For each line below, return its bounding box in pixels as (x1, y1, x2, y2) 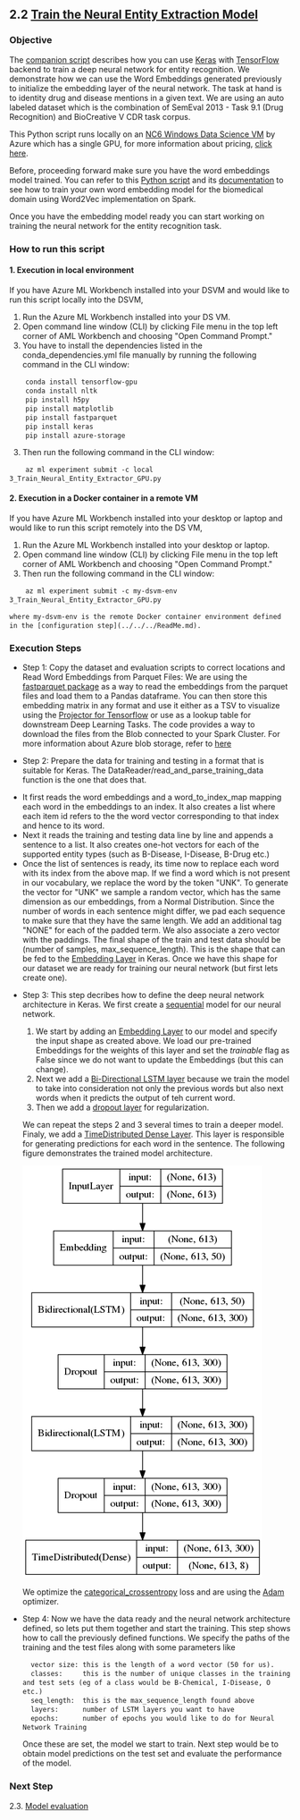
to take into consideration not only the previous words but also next (35, 1083, 284, 1094)
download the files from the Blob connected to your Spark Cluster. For (21, 729, 280, 740)
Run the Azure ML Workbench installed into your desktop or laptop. (21, 540, 271, 551)
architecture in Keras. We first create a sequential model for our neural (21, 999, 281, 1010)
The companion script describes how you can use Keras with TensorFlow (9, 54, 279, 65)
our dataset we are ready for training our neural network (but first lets (21, 963, 279, 974)
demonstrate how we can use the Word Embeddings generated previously (9, 73, 283, 84)
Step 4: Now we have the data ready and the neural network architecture (21, 1613, 291, 1624)
